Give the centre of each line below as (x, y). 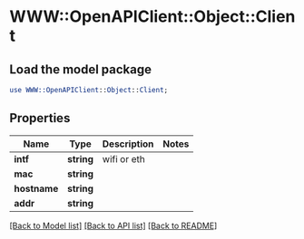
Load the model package (81, 69)
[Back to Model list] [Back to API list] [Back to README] (113, 225)
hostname (36, 188)
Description (128, 144)
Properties (40, 118)
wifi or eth (123, 158)
